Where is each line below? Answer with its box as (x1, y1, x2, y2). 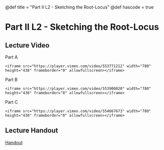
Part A (5, 54, 18, 60)
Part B (5, 76, 18, 82)
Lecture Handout (5, 126, 58, 135)
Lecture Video (5, 41, 50, 49)
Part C (5, 99, 18, 105)
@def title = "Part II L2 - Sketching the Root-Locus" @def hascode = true (5, 4, 154, 10)
